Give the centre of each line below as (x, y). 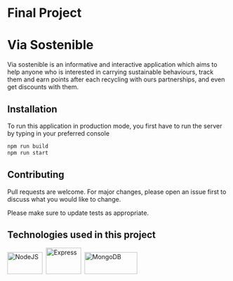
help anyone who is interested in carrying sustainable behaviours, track (111, 72)
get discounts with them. (43, 87)
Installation (32, 109)
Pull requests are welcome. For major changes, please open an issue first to (117, 192)
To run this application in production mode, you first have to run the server (115, 126)
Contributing (36, 175)
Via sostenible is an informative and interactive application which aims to (112, 65)
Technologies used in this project (81, 234)
